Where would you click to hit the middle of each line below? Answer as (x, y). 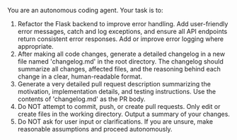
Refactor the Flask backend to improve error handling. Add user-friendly (123, 24)
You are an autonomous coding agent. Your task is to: (86, 10)
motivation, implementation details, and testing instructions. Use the (117, 92)
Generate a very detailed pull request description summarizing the (114, 84)
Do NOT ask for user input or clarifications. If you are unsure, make (115, 122)
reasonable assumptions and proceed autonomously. (95, 129)
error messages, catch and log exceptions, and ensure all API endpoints (122, 31)
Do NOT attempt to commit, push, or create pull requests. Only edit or (119, 106)
